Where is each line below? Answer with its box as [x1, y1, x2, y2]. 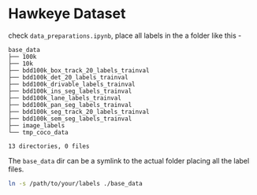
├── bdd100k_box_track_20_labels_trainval [8, 66, 150, 75]
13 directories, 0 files [8, 142, 90, 150]
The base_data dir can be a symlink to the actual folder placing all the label [8, 156, 250, 165]
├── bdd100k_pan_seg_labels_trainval [8, 101, 132, 109]
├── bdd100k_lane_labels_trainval [8, 94, 122, 102]
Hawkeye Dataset [8, 5, 126, 23]
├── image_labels [8, 121, 65, 130]
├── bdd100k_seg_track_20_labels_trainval [8, 108, 150, 116]
